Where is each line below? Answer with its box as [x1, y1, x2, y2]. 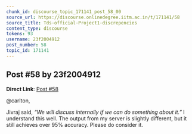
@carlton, [6, 96, 30, 104]
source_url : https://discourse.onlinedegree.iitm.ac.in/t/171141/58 [6, 14, 180, 20]
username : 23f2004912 [6, 36, 60, 42]
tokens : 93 [6, 31, 33, 37]
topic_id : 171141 [6, 48, 49, 54]
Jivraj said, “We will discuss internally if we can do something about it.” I [6, 108, 185, 116]
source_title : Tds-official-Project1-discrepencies [6, 20, 137, 26]
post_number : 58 [6, 42, 47, 48]
